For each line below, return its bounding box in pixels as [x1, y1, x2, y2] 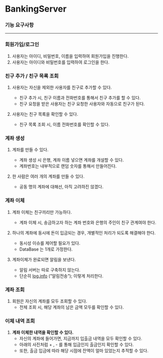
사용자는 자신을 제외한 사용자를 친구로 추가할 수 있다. [12, 85, 112, 90]
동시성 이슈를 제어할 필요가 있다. [19, 240, 81, 246]
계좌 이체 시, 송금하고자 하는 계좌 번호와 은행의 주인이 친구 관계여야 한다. [19, 220, 157, 225]
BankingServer [5, 3, 67, 15]
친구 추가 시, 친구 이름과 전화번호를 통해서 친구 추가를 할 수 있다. [19, 95, 141, 101]
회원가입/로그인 [5, 41, 39, 48]
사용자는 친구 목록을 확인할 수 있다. [12, 111, 79, 117]
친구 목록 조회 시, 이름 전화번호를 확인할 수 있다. [19, 121, 110, 127]
